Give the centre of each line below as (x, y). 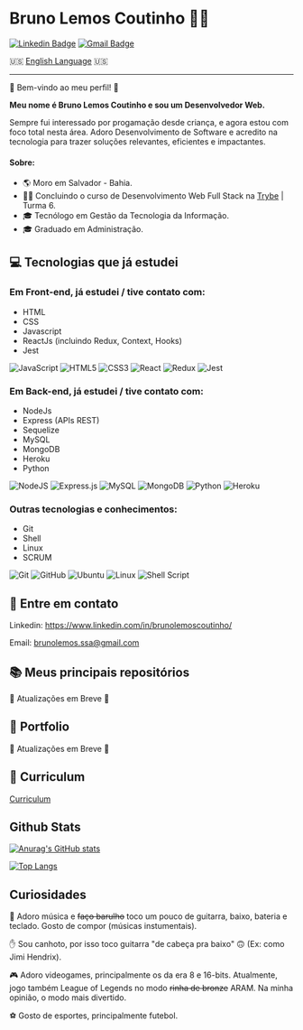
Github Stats (45, 827)
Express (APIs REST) (61, 421)
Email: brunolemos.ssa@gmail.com (74, 643)
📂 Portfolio (40, 727)
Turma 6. (39, 206)
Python (36, 469)
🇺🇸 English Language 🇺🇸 (59, 60)
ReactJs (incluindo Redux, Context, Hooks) (102, 340)
